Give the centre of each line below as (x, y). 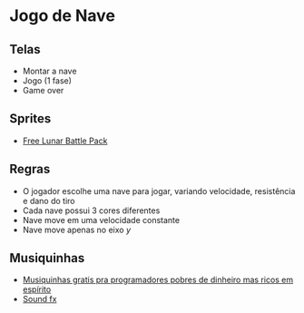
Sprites (30, 119)
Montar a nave (49, 71)
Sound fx (39, 299)
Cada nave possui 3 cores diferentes (91, 210)
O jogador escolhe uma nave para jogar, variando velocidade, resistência (159, 191)
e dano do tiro (49, 201)
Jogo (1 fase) (47, 81)
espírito (37, 289)
